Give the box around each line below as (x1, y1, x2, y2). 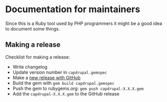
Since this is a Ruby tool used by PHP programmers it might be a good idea (5, 20, 162, 26)
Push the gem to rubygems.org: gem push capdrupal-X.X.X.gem (12, 85, 144, 91)
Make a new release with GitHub (12, 75, 81, 81)
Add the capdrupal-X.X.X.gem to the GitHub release (12, 90, 120, 97)
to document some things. (5, 25, 60, 31)
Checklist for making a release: (5, 54, 70, 60)
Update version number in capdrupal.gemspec (12, 69, 108, 75)
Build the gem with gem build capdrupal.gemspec (12, 80, 115, 86)
